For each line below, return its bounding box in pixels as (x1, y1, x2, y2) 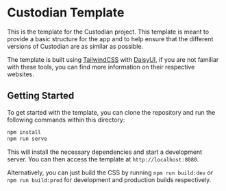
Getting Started (7, 90, 75, 102)
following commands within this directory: (7, 115, 125, 124)
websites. (7, 70, 34, 78)
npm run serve (7, 135, 48, 142)
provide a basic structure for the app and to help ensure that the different (7, 34, 214, 43)
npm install (7, 128, 41, 135)
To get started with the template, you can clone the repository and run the (7, 108, 216, 116)
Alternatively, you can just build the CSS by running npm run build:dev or (7, 168, 214, 177)
